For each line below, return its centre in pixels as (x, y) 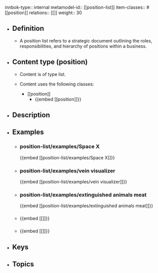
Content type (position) (50, 62)
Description (31, 115)
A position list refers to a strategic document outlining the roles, (86, 40)
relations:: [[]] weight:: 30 (55, 13)
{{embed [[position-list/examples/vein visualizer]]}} (73, 182)
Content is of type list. (43, 74)
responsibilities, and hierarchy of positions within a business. (83, 46)
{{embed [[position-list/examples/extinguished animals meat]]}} (86, 206)
